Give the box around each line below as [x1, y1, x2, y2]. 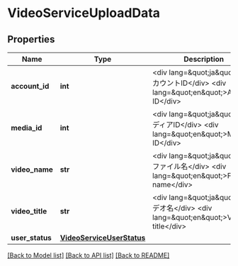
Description [183, 55, 225, 64]
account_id [11, 82, 50, 91]
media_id [11, 123, 42, 133]
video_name [11, 165, 53, 174]
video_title [11, 206, 47, 216]
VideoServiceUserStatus [59, 233, 146, 243]
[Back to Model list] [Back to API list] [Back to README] [7, 251, 170, 260]
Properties [7, 33, 55, 45]
